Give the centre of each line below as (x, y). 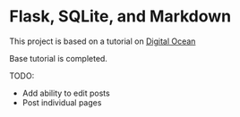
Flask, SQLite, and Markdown (120, 17)
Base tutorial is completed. (58, 58)
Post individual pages (62, 102)
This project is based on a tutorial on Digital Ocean (103, 41)
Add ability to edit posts (66, 93)
